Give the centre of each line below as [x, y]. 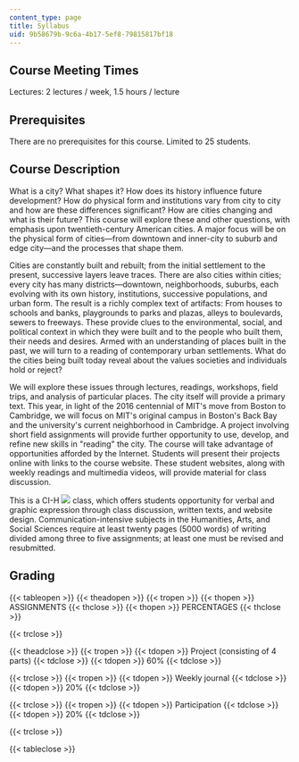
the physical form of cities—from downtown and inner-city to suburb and [144, 239]
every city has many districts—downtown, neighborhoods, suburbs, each [144, 284]
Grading [32, 576]
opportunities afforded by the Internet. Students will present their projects [145, 453]
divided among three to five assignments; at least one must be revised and [146, 538]
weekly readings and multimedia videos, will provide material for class [138, 472]
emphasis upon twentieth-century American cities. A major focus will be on [148, 229]
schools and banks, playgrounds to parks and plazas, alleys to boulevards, [146, 313]
